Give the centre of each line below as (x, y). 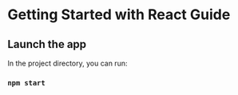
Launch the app (47, 44)
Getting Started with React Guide (119, 15)
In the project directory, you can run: (67, 63)
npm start (26, 83)
